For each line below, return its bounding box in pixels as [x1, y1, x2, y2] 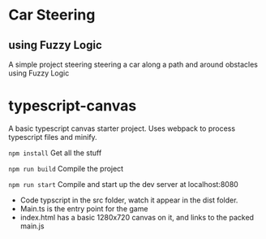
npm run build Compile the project [8, 163, 124, 173]
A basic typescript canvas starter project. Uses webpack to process [8, 124, 236, 133]
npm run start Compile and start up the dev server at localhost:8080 [8, 179, 239, 189]
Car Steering [8, 6, 96, 24]
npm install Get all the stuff [8, 148, 102, 158]
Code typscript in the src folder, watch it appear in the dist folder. [19, 195, 238, 205]
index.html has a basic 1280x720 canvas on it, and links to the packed [19, 212, 254, 222]
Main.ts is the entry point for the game [19, 203, 148, 213]
